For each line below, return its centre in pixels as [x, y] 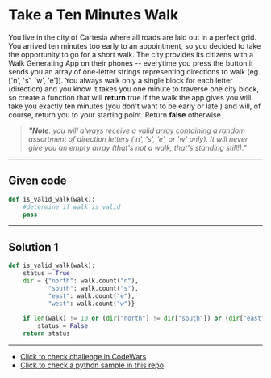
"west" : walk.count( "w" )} [92, 304]
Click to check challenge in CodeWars [83, 356]
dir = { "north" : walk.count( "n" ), [81, 281]
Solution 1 [33, 247]
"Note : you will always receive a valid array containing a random [137, 130]
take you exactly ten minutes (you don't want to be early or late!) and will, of [135, 106]
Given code [38, 181]
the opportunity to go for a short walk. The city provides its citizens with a [131, 54]
